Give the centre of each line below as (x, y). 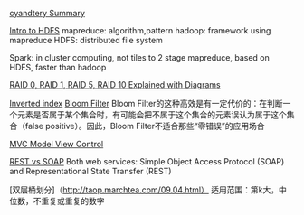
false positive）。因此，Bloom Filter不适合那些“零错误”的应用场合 (145, 126)
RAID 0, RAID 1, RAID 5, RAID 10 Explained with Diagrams (115, 84)
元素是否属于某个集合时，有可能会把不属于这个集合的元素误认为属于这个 (152, 115)
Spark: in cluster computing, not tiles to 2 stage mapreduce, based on (139, 57)
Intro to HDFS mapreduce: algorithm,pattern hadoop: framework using (140, 30)
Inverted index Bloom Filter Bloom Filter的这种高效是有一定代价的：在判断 (146, 103)
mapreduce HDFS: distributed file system (86, 40)
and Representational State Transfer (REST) (90, 171)
